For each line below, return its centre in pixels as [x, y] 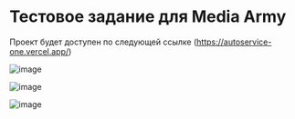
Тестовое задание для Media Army [148, 17]
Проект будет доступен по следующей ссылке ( [103, 42]
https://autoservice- [234, 42]
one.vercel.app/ [39, 51]
